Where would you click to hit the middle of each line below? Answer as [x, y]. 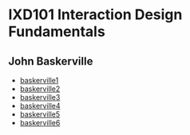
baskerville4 [40, 106]
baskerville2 [40, 89]
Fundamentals [57, 32]
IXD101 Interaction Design [95, 15]
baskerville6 [40, 123]
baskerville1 [39, 80]
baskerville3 [40, 97]
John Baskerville [51, 61]
